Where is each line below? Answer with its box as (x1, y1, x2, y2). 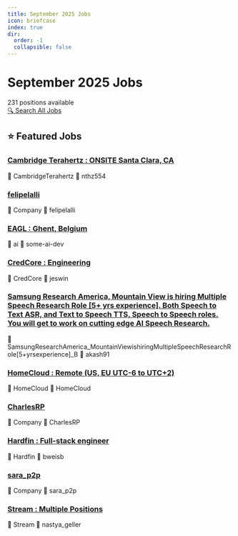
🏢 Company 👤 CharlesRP (7, 418, 81, 427)
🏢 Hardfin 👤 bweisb (7, 452, 64, 461)
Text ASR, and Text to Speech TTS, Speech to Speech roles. (7, 309, 219, 319)
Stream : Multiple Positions (7, 504, 104, 514)
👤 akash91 (79, 349, 110, 358)
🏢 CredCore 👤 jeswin (7, 274, 69, 282)
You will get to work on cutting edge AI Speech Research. (7, 319, 210, 329)
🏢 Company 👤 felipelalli (7, 205, 76, 214)
